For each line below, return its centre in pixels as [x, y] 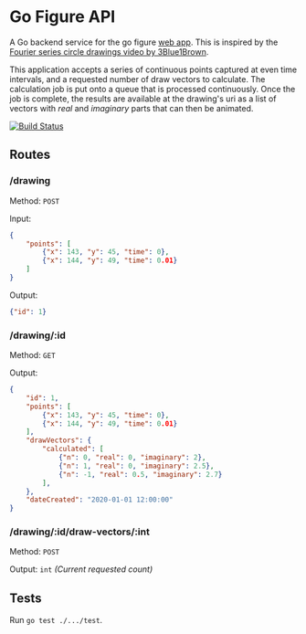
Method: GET [33, 355]
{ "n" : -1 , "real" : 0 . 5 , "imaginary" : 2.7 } [140, 474]
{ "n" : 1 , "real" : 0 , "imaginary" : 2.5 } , [136, 466]
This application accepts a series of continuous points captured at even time [153, 69]
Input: [21, 218]
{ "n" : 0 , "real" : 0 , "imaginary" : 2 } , [132, 458]
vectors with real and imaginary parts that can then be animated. [132, 108]
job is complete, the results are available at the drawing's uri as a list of [143, 99]
